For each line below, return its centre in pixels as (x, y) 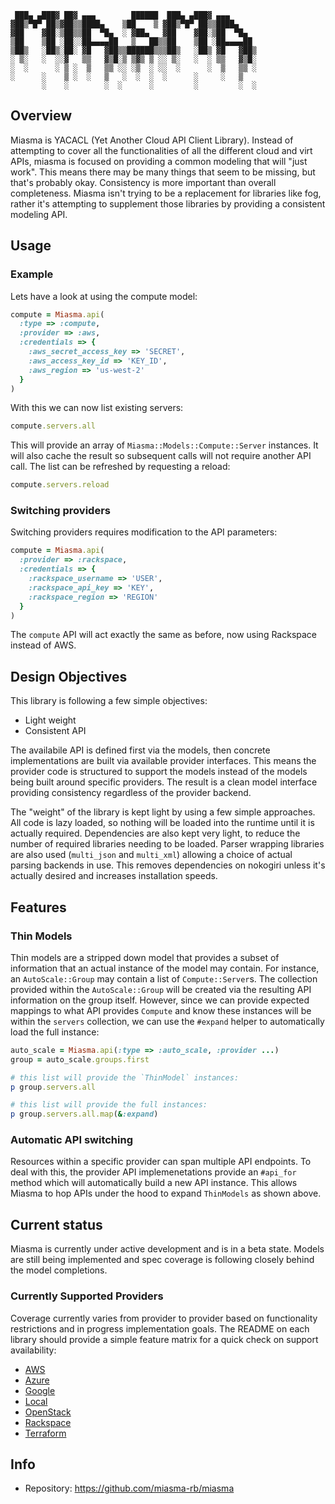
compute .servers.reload (60, 485)
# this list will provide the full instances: (109, 1105)
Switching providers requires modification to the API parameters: (144, 532)
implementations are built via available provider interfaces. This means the (163, 761)
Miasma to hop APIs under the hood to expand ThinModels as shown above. (166, 1193)
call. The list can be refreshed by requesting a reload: (120, 467)
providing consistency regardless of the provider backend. (131, 793)
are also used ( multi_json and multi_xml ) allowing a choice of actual (151, 855)
